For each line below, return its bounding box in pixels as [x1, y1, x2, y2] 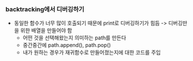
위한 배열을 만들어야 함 [20, 27, 73, 34]
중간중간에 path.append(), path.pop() [22, 42, 111, 49]
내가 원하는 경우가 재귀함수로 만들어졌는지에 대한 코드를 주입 [22, 49, 161, 56]
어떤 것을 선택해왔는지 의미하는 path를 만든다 [22, 34, 127, 42]
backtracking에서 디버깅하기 [5, 5, 84, 13]
